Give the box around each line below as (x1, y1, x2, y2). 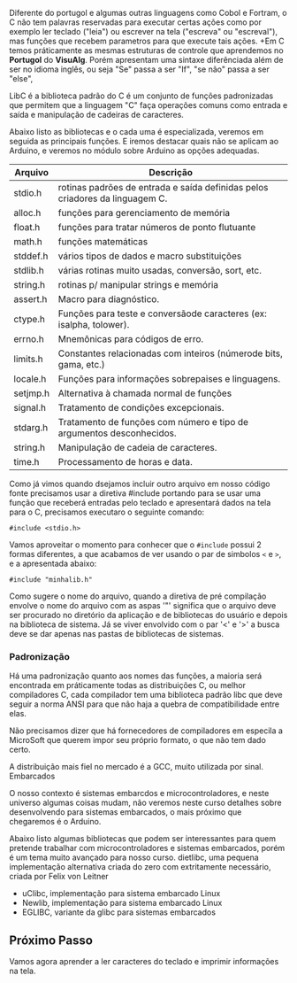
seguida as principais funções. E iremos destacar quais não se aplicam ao (9, 136, 279, 146)
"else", (9, 74, 34, 83)
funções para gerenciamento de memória (57, 207, 231, 219)
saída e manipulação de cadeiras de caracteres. (9, 110, 184, 120)
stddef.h (13, 250, 49, 262)
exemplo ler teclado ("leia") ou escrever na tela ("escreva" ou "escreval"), (9, 27, 278, 36)
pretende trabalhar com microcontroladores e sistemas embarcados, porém (9, 843, 286, 854)
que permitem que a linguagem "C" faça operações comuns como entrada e (9, 100, 288, 110)
